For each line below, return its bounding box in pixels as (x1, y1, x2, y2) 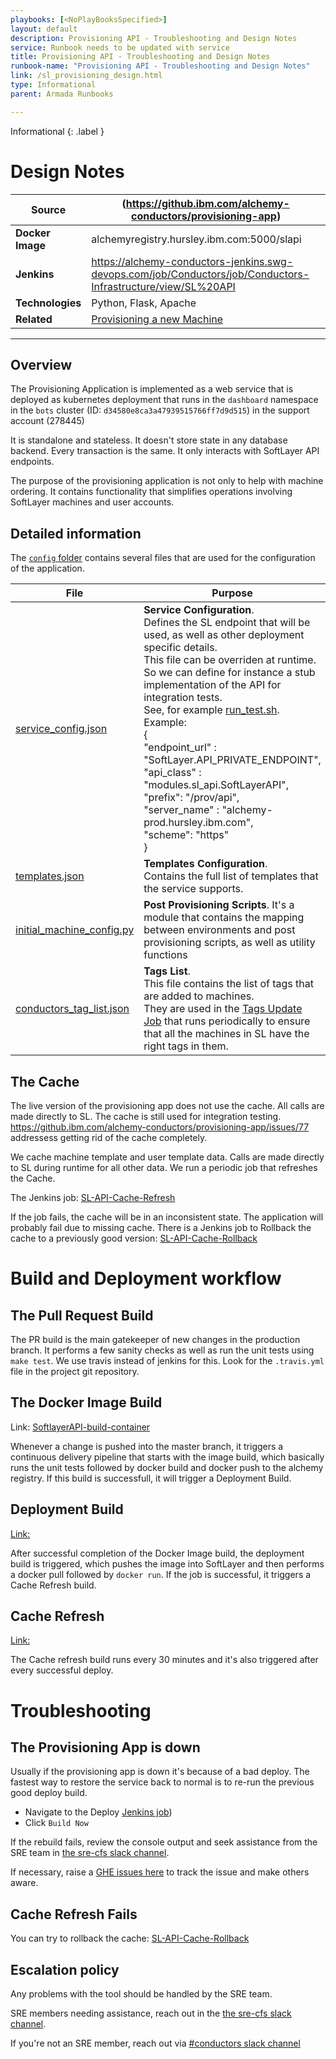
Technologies (15, 296, 82, 310)
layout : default (10, 24, 78, 34)
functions (143, 948, 188, 962)
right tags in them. (143, 1039, 229, 1053)
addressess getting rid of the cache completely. (10, 1132, 208, 1143)
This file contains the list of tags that (143, 977, 315, 991)
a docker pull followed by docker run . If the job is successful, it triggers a (10, 1568, 312, 1580)
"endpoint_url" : (143, 741, 217, 755)
